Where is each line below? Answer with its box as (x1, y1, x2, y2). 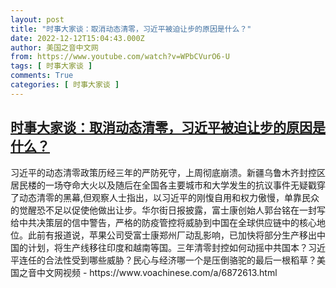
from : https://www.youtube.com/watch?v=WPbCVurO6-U (10, 52, 230, 62)
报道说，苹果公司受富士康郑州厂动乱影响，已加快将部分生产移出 (53, 229, 317, 241)
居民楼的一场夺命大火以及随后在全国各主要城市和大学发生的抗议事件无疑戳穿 (10, 179, 326, 191)
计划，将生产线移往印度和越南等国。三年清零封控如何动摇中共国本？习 (27, 241, 317, 253)
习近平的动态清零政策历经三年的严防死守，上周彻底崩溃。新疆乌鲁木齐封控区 (10, 166, 326, 178)
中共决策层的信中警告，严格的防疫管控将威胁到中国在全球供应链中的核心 (18, 216, 317, 228)
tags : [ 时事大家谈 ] (10, 61, 93, 71)
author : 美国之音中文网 (10, 42, 99, 53)
